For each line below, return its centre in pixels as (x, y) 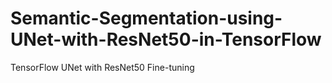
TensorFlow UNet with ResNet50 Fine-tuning (102, 67)
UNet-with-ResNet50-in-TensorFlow (166, 39)
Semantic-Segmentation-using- (146, 18)
